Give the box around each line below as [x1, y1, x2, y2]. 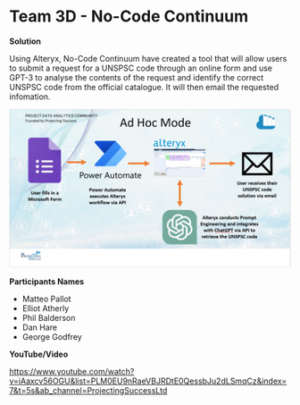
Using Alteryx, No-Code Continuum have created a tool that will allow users [9, 53, 287, 63]
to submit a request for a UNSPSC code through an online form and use [9, 63, 272, 73]
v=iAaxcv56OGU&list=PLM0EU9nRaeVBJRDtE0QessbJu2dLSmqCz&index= [9, 375, 287, 386]
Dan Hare [21, 322, 58, 333]
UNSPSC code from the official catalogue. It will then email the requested [9, 81, 279, 92]
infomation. [9, 91, 51, 102]
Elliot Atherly [21, 303, 70, 314]
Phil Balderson [21, 313, 76, 324]
